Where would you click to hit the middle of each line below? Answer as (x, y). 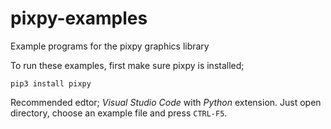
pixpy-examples (79, 18)
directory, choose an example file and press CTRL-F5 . (119, 113)
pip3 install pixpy (51, 83)
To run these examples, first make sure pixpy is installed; (127, 65)
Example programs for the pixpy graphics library (110, 46)
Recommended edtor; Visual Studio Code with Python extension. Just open (166, 102)
